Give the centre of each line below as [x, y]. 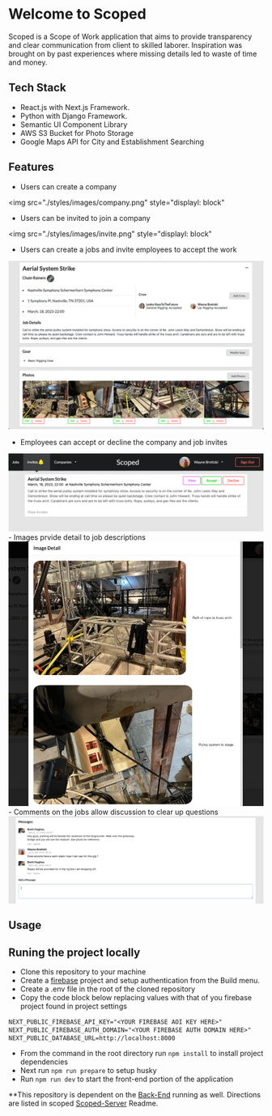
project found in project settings [74, 1006]
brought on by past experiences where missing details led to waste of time [133, 53]
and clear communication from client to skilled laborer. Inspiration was [125, 45]
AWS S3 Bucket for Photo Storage [76, 133]
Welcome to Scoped [78, 14]
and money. [28, 62]
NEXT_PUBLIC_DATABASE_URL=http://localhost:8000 [92, 1038]
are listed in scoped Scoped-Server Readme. [83, 1103]
